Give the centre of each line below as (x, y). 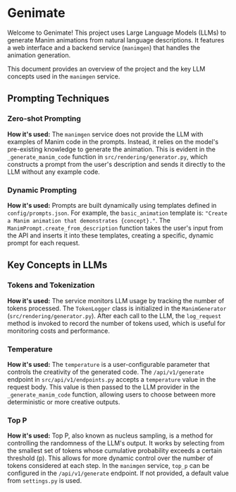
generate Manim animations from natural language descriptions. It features (116, 40)
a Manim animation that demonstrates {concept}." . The (89, 220)
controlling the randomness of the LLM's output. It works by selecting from (116, 443)
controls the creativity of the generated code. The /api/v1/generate (106, 372)
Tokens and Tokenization (51, 286)
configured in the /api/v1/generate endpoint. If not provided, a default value (118, 473)
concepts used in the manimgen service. (64, 76)
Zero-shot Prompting (44, 119)
